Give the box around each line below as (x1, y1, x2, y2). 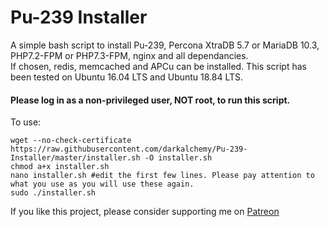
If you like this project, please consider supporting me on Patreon (10, 206, 280, 218)
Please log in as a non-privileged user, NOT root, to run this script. (10, 94, 291, 106)
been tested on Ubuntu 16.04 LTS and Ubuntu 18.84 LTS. (10, 71, 244, 83)
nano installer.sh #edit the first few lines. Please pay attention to (10, 171, 315, 181)
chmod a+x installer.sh (10, 162, 110, 172)
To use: (10, 116, 42, 128)
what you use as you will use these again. (10, 179, 195, 190)
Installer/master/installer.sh (10, 153, 141, 163)
